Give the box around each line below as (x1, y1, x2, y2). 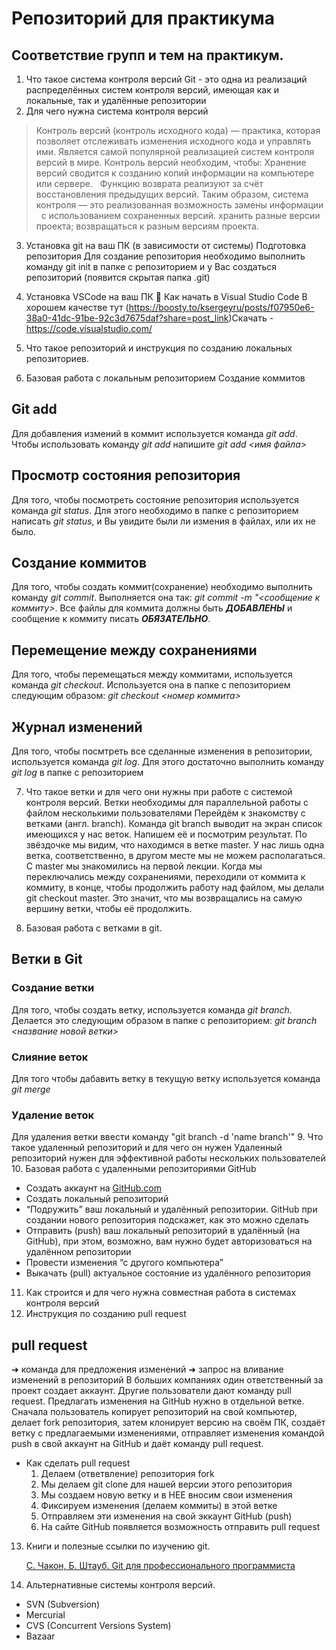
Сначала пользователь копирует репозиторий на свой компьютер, (11, 1406, 298, 1418)
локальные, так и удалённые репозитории (25, 95, 207, 106)
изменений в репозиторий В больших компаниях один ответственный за (11, 1374, 324, 1386)
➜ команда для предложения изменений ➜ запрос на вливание (11, 1363, 284, 1376)
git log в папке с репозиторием (11, 767, 144, 779)
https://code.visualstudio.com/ (25, 323, 153, 334)
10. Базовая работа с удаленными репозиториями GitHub (11, 1163, 257, 1175)
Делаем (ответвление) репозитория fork (40, 1468, 215, 1480)
